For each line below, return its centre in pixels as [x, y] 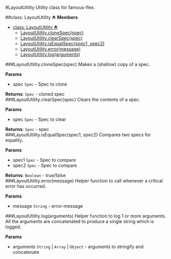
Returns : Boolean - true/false [36, 175]
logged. [13, 227]
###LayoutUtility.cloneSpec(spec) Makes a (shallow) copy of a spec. [78, 64]
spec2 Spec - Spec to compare [45, 165]
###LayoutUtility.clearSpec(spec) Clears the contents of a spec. [73, 100]
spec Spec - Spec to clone [40, 84]
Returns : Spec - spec [27, 129]
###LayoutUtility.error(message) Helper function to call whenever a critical [84, 181]
